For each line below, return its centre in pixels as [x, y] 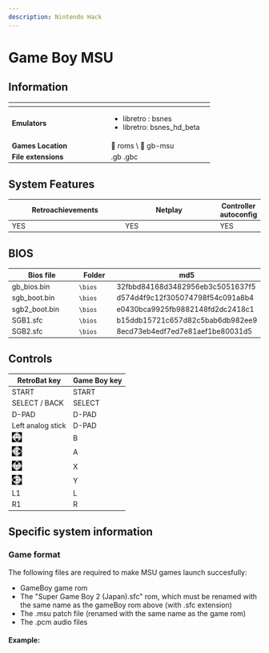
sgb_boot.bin [33, 298]
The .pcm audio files [54, 622]
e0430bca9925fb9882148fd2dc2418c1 [185, 309]
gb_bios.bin [31, 286]
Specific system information [81, 532]
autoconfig [239, 214]
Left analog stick [39, 425]
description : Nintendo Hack [55, 17]
